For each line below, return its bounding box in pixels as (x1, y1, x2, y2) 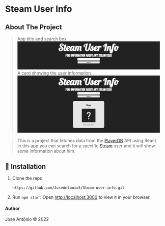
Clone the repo (12, 175, 43, 181)
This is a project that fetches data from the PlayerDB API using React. (17, 138, 158, 144)
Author (5, 205, 20, 211)
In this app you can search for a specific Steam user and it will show (17, 143, 155, 149)
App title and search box (17, 36, 67, 42)
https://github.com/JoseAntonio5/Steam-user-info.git (12, 185, 125, 190)
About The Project (5, 23, 62, 31)
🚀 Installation (5, 162, 46, 171)
